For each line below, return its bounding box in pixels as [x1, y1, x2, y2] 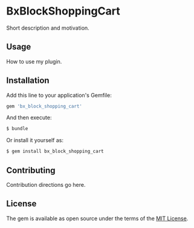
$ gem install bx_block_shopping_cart [6, 148, 104, 155]
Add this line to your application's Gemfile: [6, 91, 112, 99]
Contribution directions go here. [6, 181, 86, 188]
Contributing [6, 165, 56, 175]
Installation [6, 76, 50, 86]
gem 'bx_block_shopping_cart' [6, 103, 83, 109]
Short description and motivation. [6, 24, 89, 31]
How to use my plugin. [6, 57, 62, 65]
